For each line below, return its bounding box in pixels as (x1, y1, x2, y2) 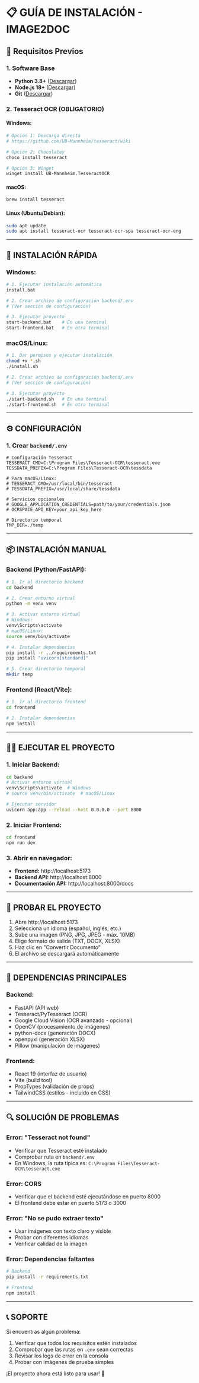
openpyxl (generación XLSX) (14, 1035, 85, 1043)
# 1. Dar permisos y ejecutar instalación (6, 353, 113, 359)
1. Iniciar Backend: (6, 760, 60, 769)
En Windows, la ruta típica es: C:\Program (14, 1159, 115, 1166)
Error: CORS (6, 1179, 42, 1188)
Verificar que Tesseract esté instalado (14, 1147, 108, 1154)
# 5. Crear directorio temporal (6, 666, 86, 672)
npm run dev (6, 839, 36, 846)
